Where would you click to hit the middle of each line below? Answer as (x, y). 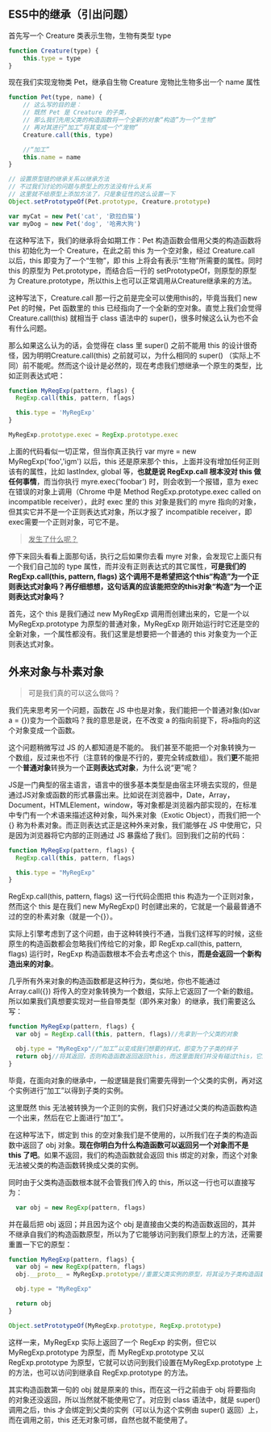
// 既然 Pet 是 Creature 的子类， (77, 113)
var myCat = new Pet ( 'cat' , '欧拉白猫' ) (75, 216)
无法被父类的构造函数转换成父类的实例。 (75, 1165)
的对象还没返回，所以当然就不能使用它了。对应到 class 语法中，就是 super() (134, 1400)
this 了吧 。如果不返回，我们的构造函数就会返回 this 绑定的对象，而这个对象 (133, 1155)
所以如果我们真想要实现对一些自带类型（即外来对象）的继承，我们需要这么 (132, 1001)
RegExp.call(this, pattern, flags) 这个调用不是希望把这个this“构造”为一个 (130, 576)
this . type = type (52, 58)
